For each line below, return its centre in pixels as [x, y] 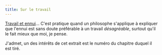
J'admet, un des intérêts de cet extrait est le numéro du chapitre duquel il [79, 43]
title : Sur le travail [28, 9]
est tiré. [13, 48]
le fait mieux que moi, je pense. [36, 34]
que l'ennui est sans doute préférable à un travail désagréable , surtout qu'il [80, 28]
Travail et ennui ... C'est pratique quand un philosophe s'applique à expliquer [81, 23]
